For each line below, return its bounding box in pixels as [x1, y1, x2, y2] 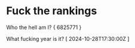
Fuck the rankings [6, 4, 97, 18]
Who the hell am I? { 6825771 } [6, 24, 82, 31]
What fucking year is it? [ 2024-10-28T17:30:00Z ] [6, 35, 130, 42]
